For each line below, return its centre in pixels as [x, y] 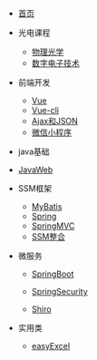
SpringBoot [53, 274]
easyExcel [51, 346]
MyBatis [47, 206]
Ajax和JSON [55, 121]
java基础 [34, 151]
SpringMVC [53, 226]
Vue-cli [45, 110]
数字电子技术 [55, 63]
